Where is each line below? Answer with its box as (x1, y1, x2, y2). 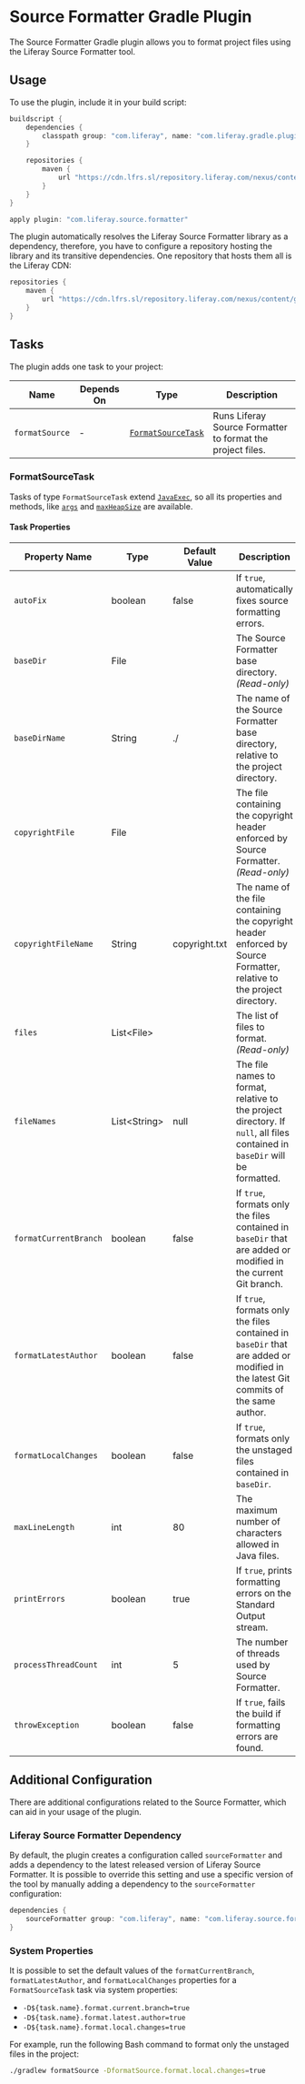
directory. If (235, 1115, 286, 1128)
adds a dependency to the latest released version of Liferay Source (9, 1859, 261, 1870)
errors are (235, 1730, 279, 1743)
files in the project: (9, 2049, 80, 2059)
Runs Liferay (212, 409, 267, 422)
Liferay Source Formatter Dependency (9, 1828, 182, 1841)
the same (235, 1394, 276, 1407)
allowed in (235, 1538, 280, 1551)
